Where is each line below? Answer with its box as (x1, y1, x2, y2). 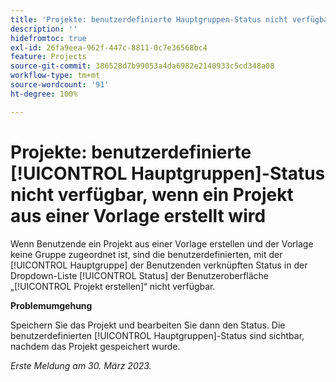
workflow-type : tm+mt (10, 71, 101, 81)
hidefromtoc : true (10, 33, 87, 43)
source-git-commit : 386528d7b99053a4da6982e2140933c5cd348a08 (10, 61, 275, 71)
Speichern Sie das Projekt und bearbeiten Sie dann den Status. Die (10, 319, 286, 331)
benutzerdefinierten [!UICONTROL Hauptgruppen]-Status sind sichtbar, (10, 329, 305, 341)
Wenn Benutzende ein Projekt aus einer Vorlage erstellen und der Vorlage (10, 237, 314, 250)
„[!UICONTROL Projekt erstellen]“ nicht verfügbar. (10, 280, 216, 292)
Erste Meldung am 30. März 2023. (10, 359, 152, 371)
